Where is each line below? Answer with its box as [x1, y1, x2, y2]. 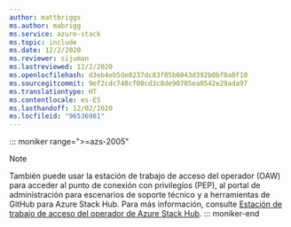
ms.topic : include [9, 37, 77, 47]
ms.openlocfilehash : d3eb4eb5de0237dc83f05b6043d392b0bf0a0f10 [9, 71, 248, 80]
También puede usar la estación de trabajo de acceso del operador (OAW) [9, 170, 281, 182]
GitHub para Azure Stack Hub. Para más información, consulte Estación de [9, 199, 282, 209]
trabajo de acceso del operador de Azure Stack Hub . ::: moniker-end [9, 208, 260, 219]
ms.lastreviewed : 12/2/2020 [9, 63, 114, 72]
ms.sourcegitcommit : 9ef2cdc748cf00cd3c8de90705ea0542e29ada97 [9, 79, 248, 88]
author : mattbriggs [9, 12, 82, 22]
